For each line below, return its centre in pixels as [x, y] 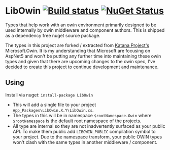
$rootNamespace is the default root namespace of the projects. [77, 121]
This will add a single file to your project [54, 105]
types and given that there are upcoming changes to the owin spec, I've [80, 61]
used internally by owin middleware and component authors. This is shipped [85, 30]
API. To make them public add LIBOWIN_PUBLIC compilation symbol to [84, 131]
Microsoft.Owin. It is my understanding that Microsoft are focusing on [78, 51]
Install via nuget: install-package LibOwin [49, 95]
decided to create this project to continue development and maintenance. [82, 67]
